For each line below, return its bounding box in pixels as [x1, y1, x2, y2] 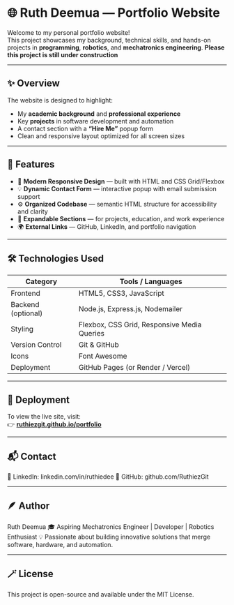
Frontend [10, 288, 40, 298]
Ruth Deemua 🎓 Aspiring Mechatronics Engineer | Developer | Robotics [7, 522, 214, 531]
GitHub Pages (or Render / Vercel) [79, 363, 191, 373]
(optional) [10, 308, 43, 318]
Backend [10, 300, 40, 310]
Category [25, 277, 58, 287]
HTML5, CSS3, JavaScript [79, 288, 165, 298]
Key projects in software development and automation [17, 117, 174, 125]
